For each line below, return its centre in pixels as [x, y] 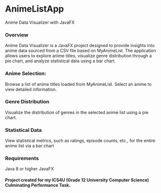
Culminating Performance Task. [38, 185]
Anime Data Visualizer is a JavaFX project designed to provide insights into [80, 46]
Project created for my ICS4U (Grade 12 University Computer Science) [77, 180]
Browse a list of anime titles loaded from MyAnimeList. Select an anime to [78, 84]
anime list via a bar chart [30, 146]
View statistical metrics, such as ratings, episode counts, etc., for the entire [80, 141]
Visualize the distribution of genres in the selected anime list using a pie [77, 112]
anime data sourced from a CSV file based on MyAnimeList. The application [80, 51]
